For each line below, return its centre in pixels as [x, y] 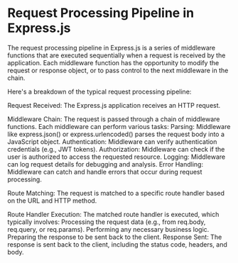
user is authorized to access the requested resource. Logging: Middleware [117, 157]
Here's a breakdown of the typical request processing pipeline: [99, 91]
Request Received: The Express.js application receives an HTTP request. [114, 105]
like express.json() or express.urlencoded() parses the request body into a [116, 134]
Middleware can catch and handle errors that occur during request [105, 172]
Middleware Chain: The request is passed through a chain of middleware [114, 119]
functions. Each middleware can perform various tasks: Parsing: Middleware [119, 126]
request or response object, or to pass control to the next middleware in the [118, 70]
